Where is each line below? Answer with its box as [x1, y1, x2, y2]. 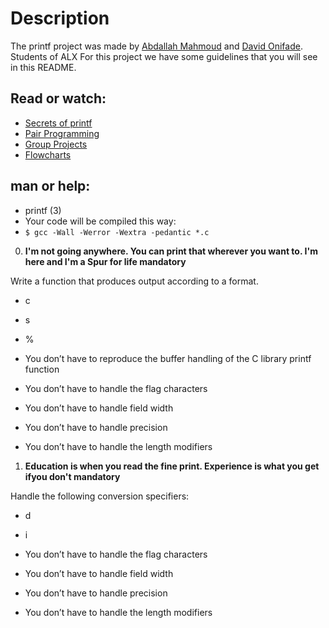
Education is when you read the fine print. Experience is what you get [24, 460, 320, 472]
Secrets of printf [24, 117, 93, 129]
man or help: [10, 178, 91, 195]
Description [10, 7, 110, 30]
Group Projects [24, 138, 88, 150]
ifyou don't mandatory [24, 470, 121, 482]
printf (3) [24, 204, 62, 216]
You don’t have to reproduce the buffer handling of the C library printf [24, 352, 312, 364]
